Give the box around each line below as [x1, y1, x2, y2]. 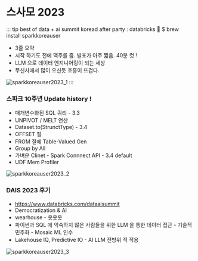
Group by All [14, 145, 46, 152]
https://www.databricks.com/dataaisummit [14, 200, 120, 207]
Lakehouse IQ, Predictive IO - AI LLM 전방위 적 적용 [14, 236, 139, 243]
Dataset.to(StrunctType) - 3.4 [14, 124, 88, 131]
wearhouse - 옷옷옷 [14, 213, 63, 221]
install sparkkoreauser [6, 32, 61, 39]
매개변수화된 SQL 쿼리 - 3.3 [14, 109, 81, 116]
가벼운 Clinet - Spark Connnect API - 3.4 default [14, 152, 132, 159]
